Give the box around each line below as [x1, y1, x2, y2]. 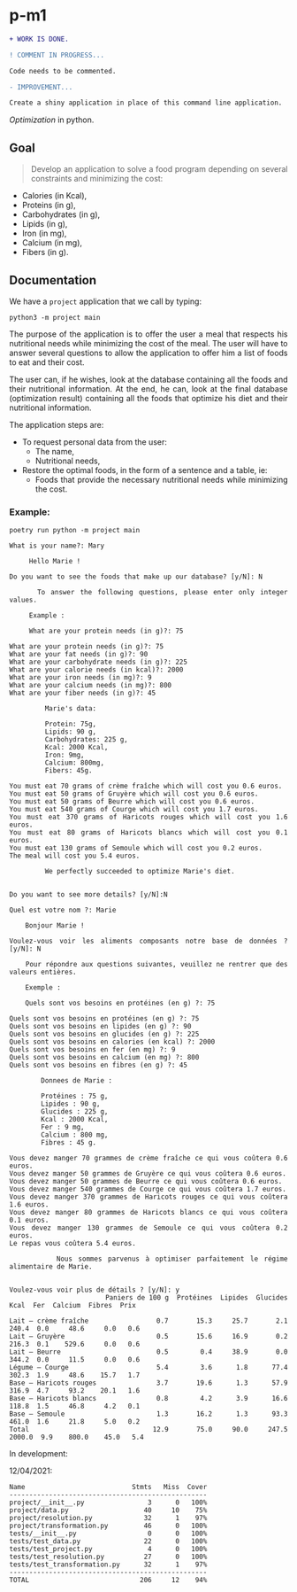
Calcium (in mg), [21, 237, 82, 248]
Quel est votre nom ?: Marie [9, 905, 117, 915]
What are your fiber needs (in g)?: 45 [9, 688, 156, 698]
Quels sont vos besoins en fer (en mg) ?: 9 [9, 1045, 176, 1054]
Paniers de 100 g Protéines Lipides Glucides [104, 1293, 288, 1302]
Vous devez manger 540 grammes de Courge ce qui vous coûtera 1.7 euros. [9, 1184, 287, 1194]
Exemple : [25, 983, 62, 992]
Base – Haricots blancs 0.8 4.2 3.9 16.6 [9, 1394, 288, 1403]
